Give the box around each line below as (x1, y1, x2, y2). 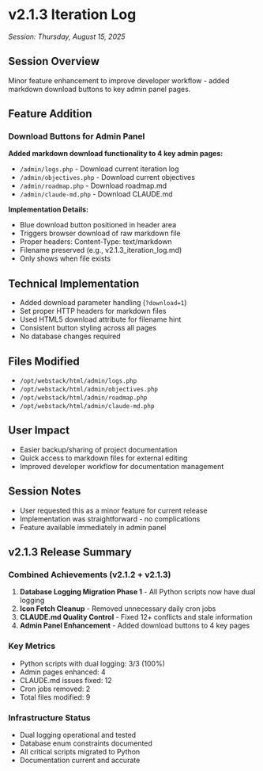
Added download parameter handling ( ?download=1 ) (19, 298, 187, 307)
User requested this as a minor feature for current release (19, 506, 208, 515)
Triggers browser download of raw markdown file (19, 228, 182, 239)
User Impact (8, 424, 70, 437)
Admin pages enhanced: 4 (19, 667, 107, 677)
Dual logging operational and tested (19, 730, 137, 739)
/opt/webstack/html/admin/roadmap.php (19, 394, 148, 402)
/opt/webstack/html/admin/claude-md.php (19, 403, 155, 410)
